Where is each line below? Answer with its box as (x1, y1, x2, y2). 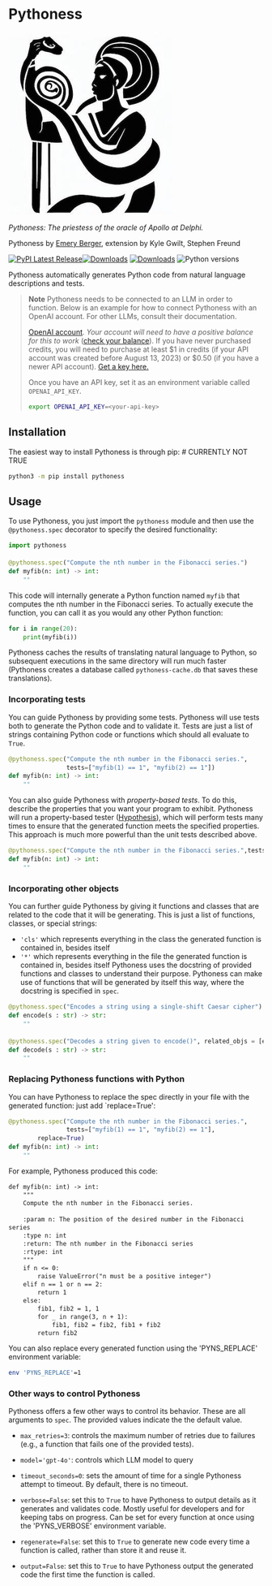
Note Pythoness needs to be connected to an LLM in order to (28, 294, 233, 304)
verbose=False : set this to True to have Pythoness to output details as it (19, 1495, 257, 1505)
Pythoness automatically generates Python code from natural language (8, 270, 246, 279)
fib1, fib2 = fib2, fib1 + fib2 (51, 1320, 161, 1329)
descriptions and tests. (8, 278, 85, 288)
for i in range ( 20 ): (8, 624, 79, 633)
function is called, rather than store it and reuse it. (19, 1545, 187, 1555)
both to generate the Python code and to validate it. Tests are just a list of (8, 720, 253, 731)
